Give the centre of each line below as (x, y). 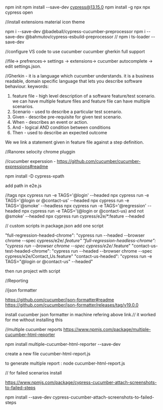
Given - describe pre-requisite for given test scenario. (67, 117)
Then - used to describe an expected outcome (60, 132)
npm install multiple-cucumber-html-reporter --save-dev (63, 344)
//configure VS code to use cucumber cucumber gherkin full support (75, 52)
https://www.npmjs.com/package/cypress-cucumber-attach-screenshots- (81, 382)
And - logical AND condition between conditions (61, 127)
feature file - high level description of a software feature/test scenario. (84, 96)
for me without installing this (34, 320)
